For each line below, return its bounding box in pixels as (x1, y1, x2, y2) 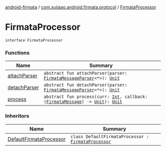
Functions (5, 49, 30, 56)
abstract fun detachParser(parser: (43, 82, 127, 88)
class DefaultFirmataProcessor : (70, 134, 149, 139)
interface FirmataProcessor (5, 38, 63, 43)
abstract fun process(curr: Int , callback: (43, 94, 148, 100)
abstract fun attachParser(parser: (43, 70, 127, 76)
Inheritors (5, 112, 30, 119)
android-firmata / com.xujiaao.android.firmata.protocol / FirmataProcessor (5, 4, 157, 10)
